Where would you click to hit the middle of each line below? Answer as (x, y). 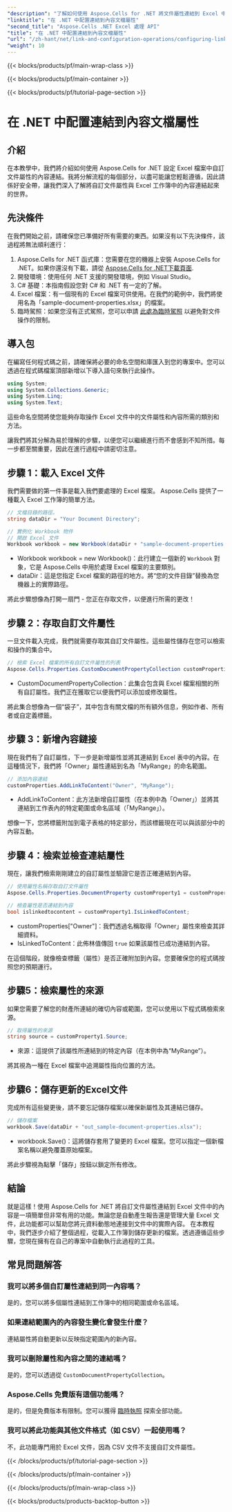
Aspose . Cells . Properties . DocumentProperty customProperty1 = (97, 893)
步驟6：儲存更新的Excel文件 (67, 1089)
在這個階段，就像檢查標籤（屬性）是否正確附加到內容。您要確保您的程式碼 (113, 958)
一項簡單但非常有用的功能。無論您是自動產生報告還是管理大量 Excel (115, 1215)
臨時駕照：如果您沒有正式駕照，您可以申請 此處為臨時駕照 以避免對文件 (119, 311)
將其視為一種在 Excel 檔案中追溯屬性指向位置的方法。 (83, 1065)
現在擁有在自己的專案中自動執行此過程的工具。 (92, 1241)
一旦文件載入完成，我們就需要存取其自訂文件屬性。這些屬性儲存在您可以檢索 (116, 641)
